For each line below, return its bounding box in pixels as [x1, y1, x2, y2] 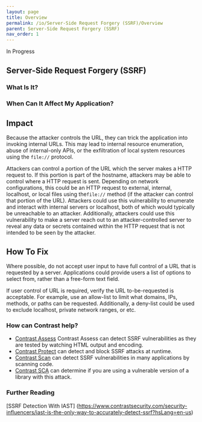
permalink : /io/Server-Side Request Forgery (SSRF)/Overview [6, 20, 163, 26]
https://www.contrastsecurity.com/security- [78, 402, 188, 409]
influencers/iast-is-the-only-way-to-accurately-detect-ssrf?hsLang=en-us [6, 408, 192, 416]
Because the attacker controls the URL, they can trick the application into [6, 134, 188, 142]
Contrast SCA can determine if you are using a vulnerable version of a [14, 367, 189, 374]
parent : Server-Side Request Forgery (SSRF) [6, 25, 120, 32]
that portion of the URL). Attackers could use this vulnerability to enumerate [6, 197, 194, 204]
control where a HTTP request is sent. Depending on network [6, 178, 159, 185]
